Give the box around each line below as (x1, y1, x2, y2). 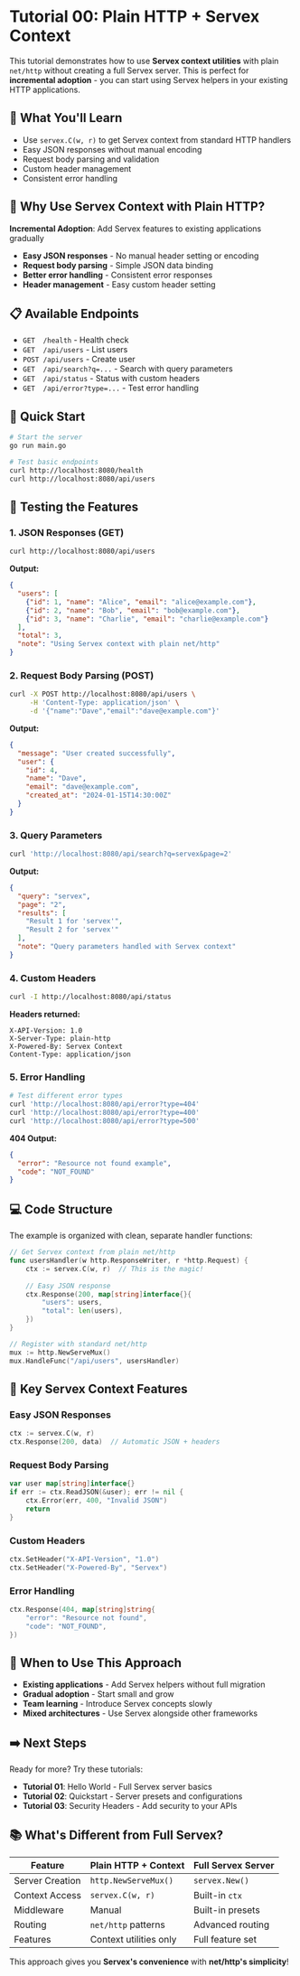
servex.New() (193, 1875, 250, 1886)
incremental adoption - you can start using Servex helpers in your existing (9, 74, 288, 85)
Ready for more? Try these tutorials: (9, 1764, 143, 1775)
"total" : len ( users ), (42, 1306, 124, 1316)
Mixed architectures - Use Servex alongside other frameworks (22, 1708, 258, 1718)
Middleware (14, 1904, 64, 1916)
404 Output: (9, 1132, 57, 1144)
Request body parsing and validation (22, 154, 160, 164)
